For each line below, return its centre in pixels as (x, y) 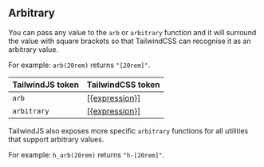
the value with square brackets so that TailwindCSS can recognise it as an (130, 41)
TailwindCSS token (123, 85)
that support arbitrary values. (56, 139)
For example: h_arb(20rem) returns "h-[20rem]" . (87, 154)
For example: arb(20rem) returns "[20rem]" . (79, 65)
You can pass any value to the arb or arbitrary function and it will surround (132, 32)
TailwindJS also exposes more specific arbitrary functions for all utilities (128, 130)
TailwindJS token (46, 85)
